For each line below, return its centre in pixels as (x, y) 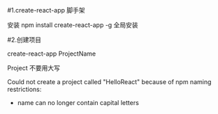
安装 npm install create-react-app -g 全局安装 (73, 25)
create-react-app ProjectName (52, 54)
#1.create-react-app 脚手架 (46, 10)
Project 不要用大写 (34, 68)
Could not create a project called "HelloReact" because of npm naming (109, 82)
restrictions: (24, 89)
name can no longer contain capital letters (78, 103)
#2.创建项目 (24, 40)
